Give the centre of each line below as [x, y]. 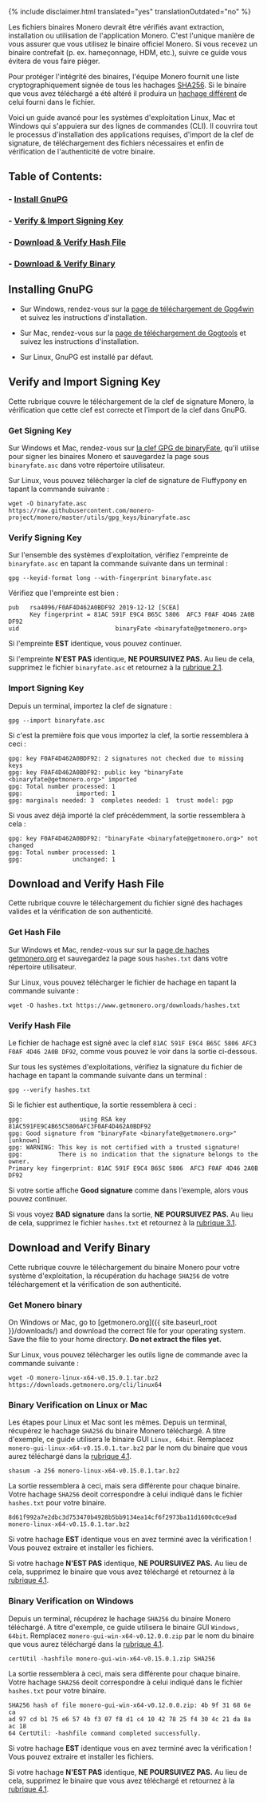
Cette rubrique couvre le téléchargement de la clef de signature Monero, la [131, 401]
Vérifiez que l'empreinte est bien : [64, 593]
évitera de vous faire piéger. [54, 61]
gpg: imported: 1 [62, 793]
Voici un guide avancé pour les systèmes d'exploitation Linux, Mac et [122, 118]
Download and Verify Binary [79, 1248]
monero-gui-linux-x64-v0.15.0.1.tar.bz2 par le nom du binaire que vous [128, 1448]
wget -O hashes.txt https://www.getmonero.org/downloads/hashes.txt [124, 1005]
